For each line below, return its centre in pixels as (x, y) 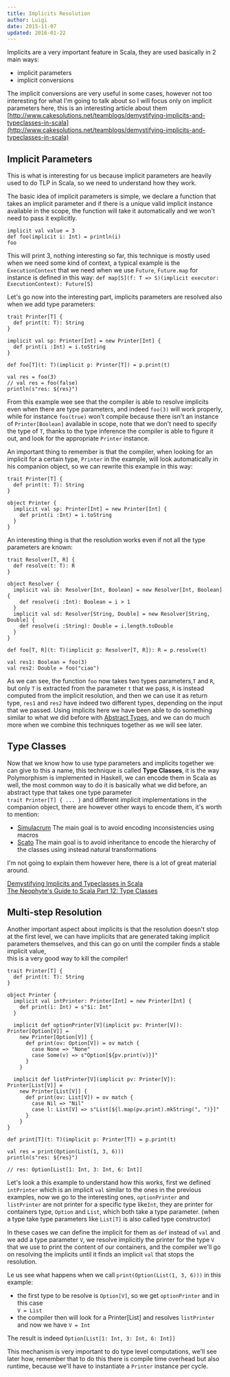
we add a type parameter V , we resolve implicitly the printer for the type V (111, 1239)
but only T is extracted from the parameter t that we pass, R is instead (106, 688)
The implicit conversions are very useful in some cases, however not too (110, 94)
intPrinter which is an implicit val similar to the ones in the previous (104, 1189)
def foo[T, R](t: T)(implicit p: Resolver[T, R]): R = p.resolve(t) (107, 650)
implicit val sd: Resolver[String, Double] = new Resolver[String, (112, 614)
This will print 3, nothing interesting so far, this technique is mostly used (109, 256)
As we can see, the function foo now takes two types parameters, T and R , (111, 681)
